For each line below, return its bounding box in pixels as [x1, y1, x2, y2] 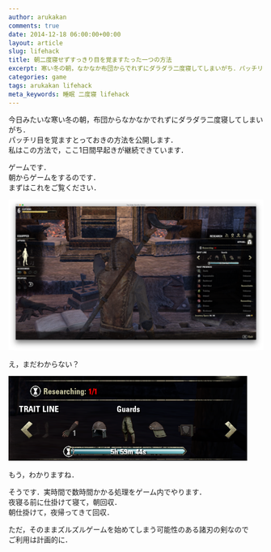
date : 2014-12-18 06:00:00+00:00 [8, 30, 121, 38]
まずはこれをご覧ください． [8, 183, 101, 192]
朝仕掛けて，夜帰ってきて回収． [8, 507, 114, 517]
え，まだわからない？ [8, 359, 79, 369]
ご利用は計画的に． [8, 534, 73, 544]
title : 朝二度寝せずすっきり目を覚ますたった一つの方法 [8, 56, 172, 64]
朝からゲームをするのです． [8, 172, 101, 182]
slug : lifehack [8, 47, 60, 56]
